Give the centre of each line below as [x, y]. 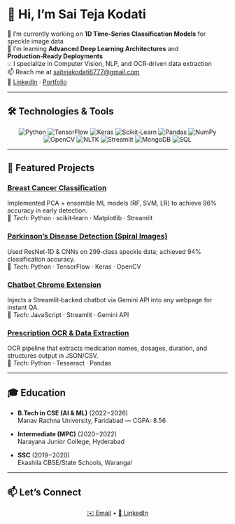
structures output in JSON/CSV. [53, 356]
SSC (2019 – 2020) [43, 455]
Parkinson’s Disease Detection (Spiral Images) [87, 236]
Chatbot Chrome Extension [54, 285]
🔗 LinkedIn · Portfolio [37, 82]
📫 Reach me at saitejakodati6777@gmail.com [73, 72]
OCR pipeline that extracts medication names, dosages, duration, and [107, 348]
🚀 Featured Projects [51, 168]
